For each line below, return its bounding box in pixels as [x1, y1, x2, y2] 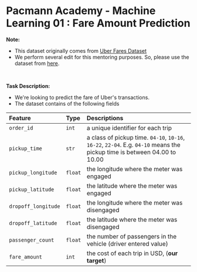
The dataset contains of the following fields [14, 100, 120, 107]
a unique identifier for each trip [87, 124, 172, 132]
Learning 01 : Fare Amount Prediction [6, 16, 191, 30]
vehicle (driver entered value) [87, 239, 168, 247]
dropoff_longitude [9, 203, 60, 209]
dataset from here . [14, 60, 60, 67]
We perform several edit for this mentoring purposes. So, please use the [14, 53, 189, 60]
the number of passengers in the [87, 232, 177, 240]
